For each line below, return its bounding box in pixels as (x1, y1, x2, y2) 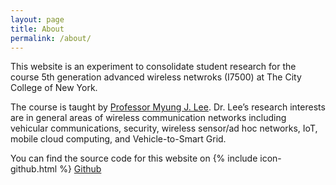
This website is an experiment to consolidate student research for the (10, 61, 297, 73)
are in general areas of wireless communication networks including (10, 112, 287, 124)
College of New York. (10, 82, 98, 94)
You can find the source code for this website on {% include (10, 152, 258, 165)
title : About (10, 24, 65, 34)
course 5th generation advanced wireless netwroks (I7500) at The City (10, 71, 302, 83)
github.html (10, 163, 58, 175)
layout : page (10, 14, 65, 25)
